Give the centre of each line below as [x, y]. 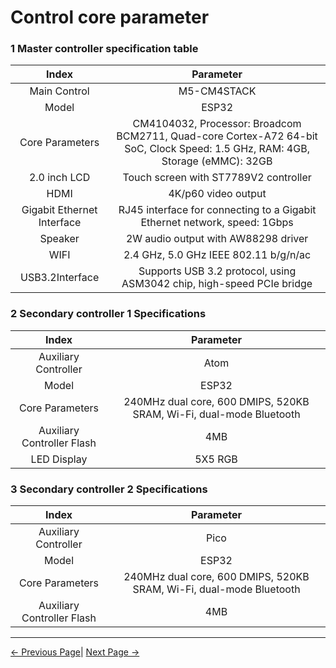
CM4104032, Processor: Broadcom [217, 124]
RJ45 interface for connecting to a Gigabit [217, 210]
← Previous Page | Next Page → [75, 652]
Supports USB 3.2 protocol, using [217, 271]
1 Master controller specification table [104, 49]
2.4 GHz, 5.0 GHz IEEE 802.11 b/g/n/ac [217, 255]
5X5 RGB [216, 459]
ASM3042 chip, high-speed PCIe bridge [217, 284]
